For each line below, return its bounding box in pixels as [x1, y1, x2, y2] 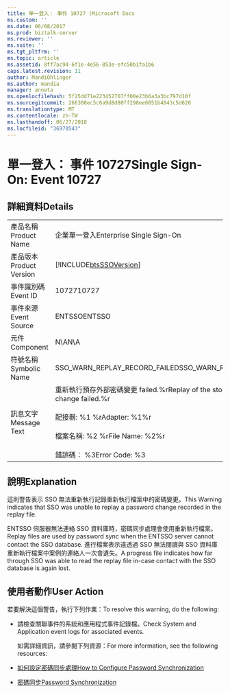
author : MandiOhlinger [7, 73, 72, 81]
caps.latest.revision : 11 [7, 67, 81, 74]
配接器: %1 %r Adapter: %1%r [55, 413, 152, 422]
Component [10, 343, 49, 352]
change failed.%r [55, 394, 111, 404]
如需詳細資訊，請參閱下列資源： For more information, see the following [16, 641, 218, 650]
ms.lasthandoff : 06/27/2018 [7, 118, 88, 126]
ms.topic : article [7, 55, 60, 62]
